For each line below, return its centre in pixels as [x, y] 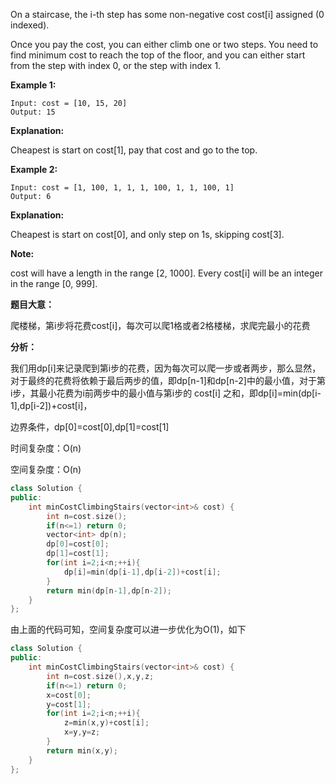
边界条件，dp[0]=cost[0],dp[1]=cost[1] [90, 427]
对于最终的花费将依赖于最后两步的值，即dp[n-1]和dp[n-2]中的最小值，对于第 [168, 380]
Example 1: [33, 85]
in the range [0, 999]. [54, 283]
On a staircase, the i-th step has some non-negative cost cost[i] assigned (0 [167, 14]
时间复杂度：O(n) [46, 448]
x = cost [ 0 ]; [69, 695]
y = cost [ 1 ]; [69, 704]
